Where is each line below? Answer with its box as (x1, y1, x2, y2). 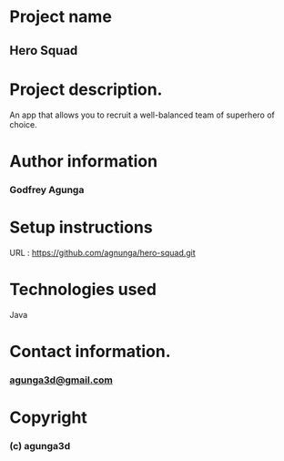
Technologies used (9, 279, 157, 300)
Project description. (9, 79, 163, 99)
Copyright (9, 407, 88, 427)
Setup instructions (9, 217, 153, 238)
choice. (9, 118, 38, 129)
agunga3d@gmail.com (9, 374, 114, 386)
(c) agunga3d (9, 439, 71, 452)
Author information (9, 150, 157, 171)
